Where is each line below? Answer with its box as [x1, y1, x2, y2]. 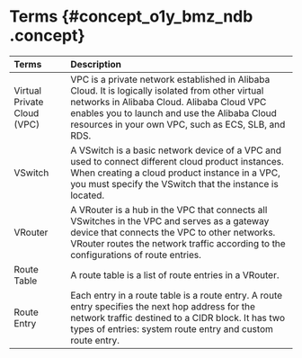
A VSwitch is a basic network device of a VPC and [70, 144, 281, 157]
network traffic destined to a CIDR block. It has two [70, 311, 286, 324]
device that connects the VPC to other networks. [70, 226, 276, 238]
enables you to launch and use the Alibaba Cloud [70, 106, 277, 119]
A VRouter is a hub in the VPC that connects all [70, 203, 268, 216]
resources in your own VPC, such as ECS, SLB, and [70, 118, 286, 130]
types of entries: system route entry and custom [70, 322, 274, 335]
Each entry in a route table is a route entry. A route [70, 289, 283, 301]
